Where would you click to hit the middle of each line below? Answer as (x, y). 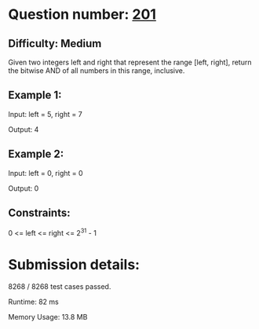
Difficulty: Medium (55, 44)
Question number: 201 (82, 15)
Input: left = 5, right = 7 (45, 114)
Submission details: (74, 265)
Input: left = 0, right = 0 (46, 173)
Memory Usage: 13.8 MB (48, 317)
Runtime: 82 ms (33, 302)
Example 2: (36, 154)
